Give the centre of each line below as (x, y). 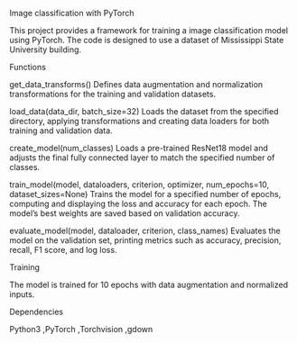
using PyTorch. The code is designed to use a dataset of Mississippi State (147, 40)
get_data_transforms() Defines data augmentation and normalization (136, 84)
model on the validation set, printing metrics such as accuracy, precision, (145, 240)
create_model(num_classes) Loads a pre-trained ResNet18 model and (139, 148)
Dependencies (37, 311)
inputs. (22, 294)
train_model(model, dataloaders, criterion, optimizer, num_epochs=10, (139, 185)
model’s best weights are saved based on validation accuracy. (125, 213)
